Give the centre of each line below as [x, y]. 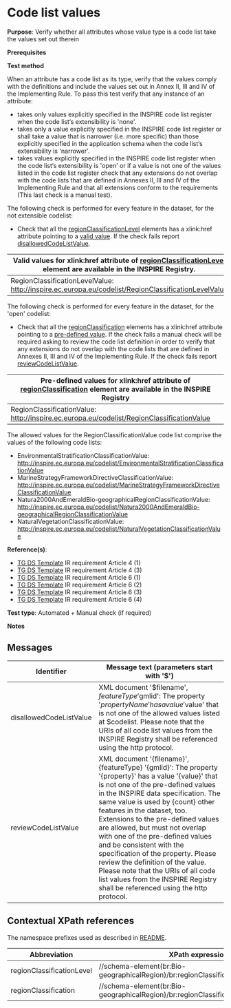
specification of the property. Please [157, 853]
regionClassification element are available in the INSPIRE [115, 389]
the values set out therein [43, 39]
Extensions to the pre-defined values [159, 819]
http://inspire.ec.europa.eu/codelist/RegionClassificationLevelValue [119, 289]
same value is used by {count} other [157, 801]
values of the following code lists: [55, 442]
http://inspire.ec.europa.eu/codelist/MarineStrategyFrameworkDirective [118, 485]
